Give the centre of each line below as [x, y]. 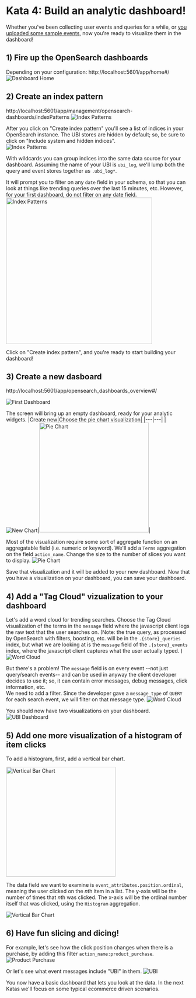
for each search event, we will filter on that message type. [76, 699]
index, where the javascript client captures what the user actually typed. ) [94, 651]
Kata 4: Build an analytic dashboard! [96, 11]
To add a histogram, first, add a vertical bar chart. [66, 759]
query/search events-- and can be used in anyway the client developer [91, 675]
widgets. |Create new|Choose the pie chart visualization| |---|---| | [86, 420]
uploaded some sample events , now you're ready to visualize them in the [94, 33]
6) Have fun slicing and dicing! [63, 933]
